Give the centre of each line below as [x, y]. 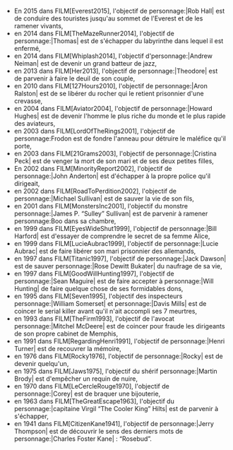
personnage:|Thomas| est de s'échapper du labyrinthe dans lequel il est [119, 41]
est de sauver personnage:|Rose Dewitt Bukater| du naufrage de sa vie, [118, 266]
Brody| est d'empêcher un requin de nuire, [76, 379]
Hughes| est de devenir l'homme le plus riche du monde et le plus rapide [120, 116]
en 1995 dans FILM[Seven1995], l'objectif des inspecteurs [98, 296]
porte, [23, 146]
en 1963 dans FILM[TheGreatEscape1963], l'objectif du [94, 401]
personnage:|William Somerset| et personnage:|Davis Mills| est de [110, 303]
